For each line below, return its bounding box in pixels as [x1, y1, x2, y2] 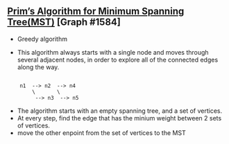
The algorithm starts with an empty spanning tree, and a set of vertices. [17, 107, 223, 115]
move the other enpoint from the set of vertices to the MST [17, 128, 186, 137]
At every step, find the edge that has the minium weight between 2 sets [17, 114, 222, 122]
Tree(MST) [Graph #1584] [7, 17, 121, 28]
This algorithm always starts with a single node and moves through [17, 48, 210, 56]
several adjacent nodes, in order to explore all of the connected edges [17, 55, 219, 64]
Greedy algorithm [17, 35, 68, 43]
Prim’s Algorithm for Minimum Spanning [7, 6, 185, 17]
